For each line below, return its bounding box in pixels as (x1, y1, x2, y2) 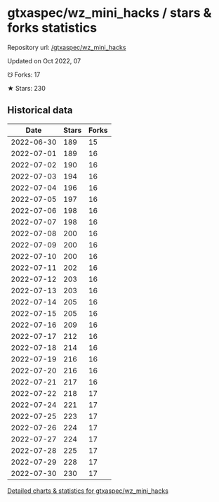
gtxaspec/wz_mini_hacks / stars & (7, 5, 212, 21)
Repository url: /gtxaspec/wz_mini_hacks (7, 43, 126, 51)
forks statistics (7, 20, 97, 36)
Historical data (7, 104, 73, 117)
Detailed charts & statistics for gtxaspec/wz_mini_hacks (7, 487, 168, 495)
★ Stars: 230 (7, 84, 46, 92)
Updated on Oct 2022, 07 (7, 56, 81, 65)
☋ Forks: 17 (7, 70, 41, 79)
